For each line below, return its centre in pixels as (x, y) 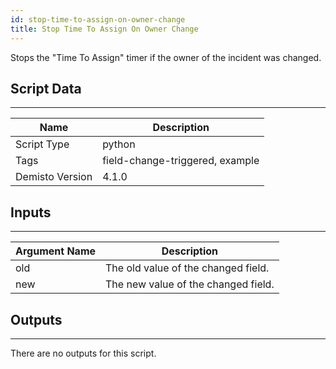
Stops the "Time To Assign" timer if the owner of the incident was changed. (166, 57)
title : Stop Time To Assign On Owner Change (104, 29)
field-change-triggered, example (181, 161)
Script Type (42, 144)
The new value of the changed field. (190, 284)
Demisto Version (54, 177)
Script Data (46, 88)
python (119, 144)
